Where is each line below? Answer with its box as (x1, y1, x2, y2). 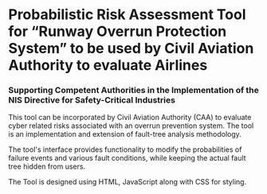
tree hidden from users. (8, 161, 86, 172)
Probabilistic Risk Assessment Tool (8, 6, 246, 24)
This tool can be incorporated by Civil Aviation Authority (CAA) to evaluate (8, 113, 252, 122)
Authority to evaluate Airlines (8, 56, 208, 75)
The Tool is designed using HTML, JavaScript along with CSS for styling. (8, 177, 247, 187)
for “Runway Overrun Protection (8, 22, 227, 41)
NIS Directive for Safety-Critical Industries (8, 95, 175, 106)
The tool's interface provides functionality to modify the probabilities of (8, 145, 242, 154)
